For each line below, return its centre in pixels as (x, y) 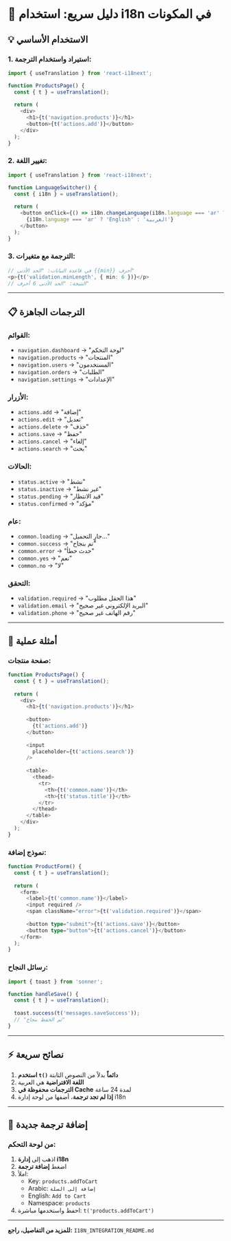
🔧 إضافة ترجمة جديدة (48, 1124)
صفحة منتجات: (29, 660)
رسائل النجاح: (28, 967)
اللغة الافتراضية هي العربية (51, 1082)
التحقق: (19, 583)
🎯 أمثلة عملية (33, 641)
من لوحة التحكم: (32, 1144)
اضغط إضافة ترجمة (42, 1167)
